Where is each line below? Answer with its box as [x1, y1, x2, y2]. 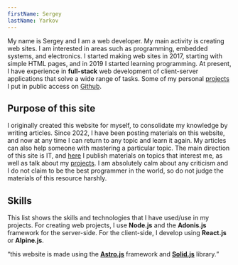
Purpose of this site [7, 102, 96, 114]
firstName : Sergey [7, 10, 62, 18]
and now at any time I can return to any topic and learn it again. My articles [7, 136, 227, 145]
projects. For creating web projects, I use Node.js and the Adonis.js [7, 221, 207, 229]
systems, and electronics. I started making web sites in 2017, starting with [7, 51, 222, 60]
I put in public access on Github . [7, 82, 102, 90]
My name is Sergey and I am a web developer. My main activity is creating [7, 36, 225, 45]
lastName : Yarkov [7, 17, 59, 24]
